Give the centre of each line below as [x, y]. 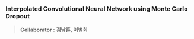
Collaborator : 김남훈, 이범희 [54, 30]
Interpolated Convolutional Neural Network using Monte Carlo [97, 9]
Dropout [18, 16]
